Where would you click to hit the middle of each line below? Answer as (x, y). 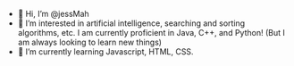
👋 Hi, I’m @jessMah (53, 14)
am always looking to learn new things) (90, 42)
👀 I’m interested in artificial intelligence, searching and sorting (131, 23)
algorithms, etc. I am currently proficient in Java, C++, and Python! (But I (151, 33)
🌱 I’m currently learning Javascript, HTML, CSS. (105, 52)
